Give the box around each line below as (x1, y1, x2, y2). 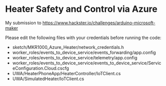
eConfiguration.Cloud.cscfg (12, 65, 70, 71)
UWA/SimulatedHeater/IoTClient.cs (12, 76, 84, 82)
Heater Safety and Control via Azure (5, 3, 158, 15)
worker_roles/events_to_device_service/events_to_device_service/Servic (12, 60, 162, 66)
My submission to (5, 20, 42, 26)
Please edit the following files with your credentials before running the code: (5, 35, 162, 41)
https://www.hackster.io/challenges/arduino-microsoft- (42, 20, 156, 26)
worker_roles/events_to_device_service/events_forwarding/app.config (12, 49, 156, 55)
